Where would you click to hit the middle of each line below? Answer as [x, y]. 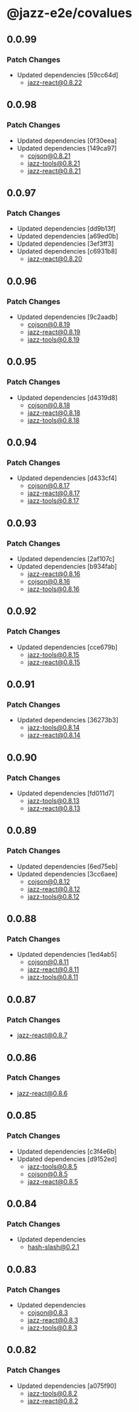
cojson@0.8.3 [48, 1313]
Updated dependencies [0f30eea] [67, 141]
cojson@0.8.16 [49, 581]
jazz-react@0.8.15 [54, 662]
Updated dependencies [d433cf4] [67, 478]
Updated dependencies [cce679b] [67, 647]
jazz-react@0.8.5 [53, 1181]
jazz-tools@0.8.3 [52, 1327]
